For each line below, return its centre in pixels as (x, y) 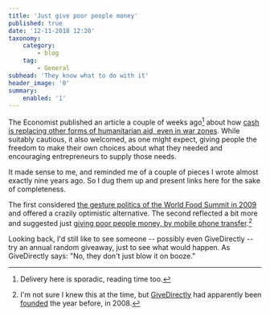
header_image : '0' (39, 83)
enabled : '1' (45, 98)
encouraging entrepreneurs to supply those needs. (92, 156)
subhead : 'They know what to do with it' (79, 76)
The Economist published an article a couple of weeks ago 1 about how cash (134, 121)
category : (39, 46)
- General (53, 68)
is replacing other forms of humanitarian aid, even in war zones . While (124, 130)
